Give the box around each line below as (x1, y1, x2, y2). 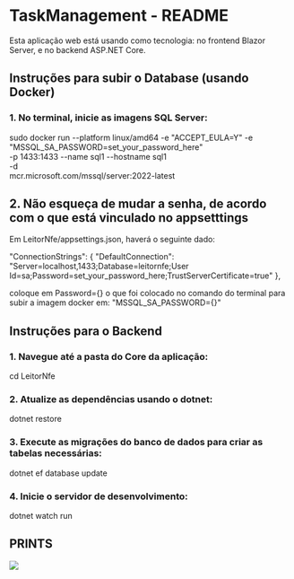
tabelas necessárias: (9, 447, 103, 460)
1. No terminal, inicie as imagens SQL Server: (9, 111, 208, 124)
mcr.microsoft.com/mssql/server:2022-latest (9, 170, 176, 180)
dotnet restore (9, 414, 63, 425)
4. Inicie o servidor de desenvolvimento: (9, 490, 188, 503)
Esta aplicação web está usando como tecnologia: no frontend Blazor (9, 35, 266, 46)
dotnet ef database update (9, 468, 108, 478)
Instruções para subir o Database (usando (9, 71, 249, 86)
